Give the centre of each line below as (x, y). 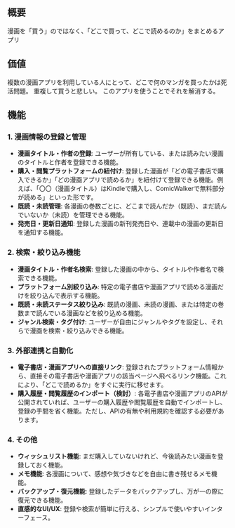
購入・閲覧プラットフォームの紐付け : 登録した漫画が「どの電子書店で (117, 171)
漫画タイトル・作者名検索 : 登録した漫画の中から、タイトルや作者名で (117, 269)
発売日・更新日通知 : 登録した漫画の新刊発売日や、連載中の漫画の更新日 (121, 224)
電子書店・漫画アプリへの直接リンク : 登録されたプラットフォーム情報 (117, 367)
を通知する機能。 (42, 232)
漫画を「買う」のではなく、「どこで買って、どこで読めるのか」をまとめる (113, 31)
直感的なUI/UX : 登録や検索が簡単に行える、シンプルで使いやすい (111, 509)
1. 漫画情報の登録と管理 (47, 137)
